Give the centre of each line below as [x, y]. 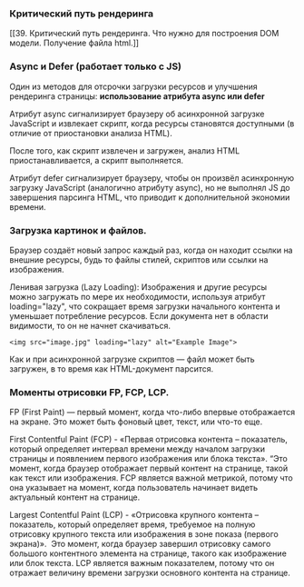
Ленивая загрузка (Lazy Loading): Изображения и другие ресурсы [138, 287]
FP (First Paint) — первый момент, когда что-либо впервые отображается [152, 413]
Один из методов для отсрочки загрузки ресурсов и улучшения [133, 86]
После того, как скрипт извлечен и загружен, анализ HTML [125, 150]
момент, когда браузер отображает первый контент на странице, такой [149, 468]
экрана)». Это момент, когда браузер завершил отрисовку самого [140, 544]
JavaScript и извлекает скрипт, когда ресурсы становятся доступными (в [152, 123]
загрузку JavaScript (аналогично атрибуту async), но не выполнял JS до [150, 187]
